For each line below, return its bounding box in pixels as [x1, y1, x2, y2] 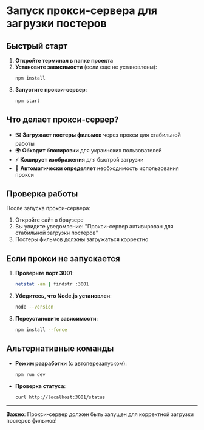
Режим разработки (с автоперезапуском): [15, 360, 127, 367]
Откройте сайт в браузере [15, 216, 84, 224]
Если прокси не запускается [6, 253, 120, 264]
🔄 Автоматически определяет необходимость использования [15, 165, 179, 172]
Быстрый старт [6, 41, 68, 51]
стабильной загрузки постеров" [15, 229, 98, 237]
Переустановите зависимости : [15, 315, 98, 322]
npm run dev [15, 371, 46, 377]
